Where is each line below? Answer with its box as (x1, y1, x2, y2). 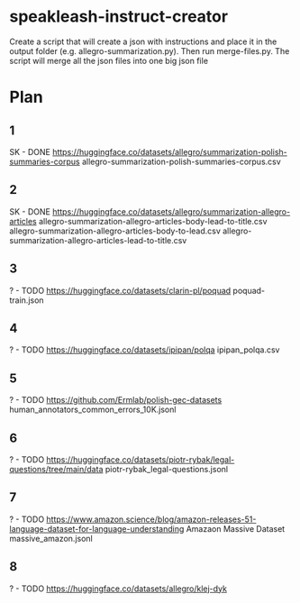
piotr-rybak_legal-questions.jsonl (105, 464, 228, 474)
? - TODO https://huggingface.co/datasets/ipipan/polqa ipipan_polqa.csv (9, 344, 280, 355)
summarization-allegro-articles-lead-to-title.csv (9, 234, 187, 245)
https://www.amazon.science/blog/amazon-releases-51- (46, 514, 257, 525)
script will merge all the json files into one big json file (9, 55, 209, 66)
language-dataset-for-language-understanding (9, 523, 185, 534)
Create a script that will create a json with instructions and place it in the (9, 36, 277, 47)
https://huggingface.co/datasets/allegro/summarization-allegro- (52, 206, 291, 217)
